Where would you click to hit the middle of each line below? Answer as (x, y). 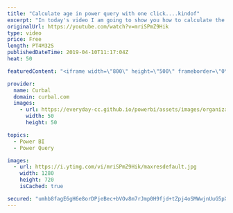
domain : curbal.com (42, 97)
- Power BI (29, 142)
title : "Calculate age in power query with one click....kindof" (103, 14)
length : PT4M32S (31, 46)
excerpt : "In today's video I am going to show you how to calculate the (116, 20)
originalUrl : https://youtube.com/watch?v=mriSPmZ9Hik (88, 26)
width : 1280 (37, 173)
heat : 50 (20, 59)
